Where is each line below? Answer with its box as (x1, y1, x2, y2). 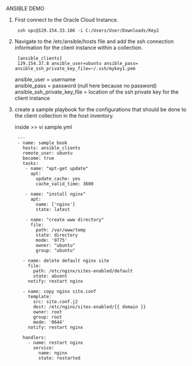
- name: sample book (17, 140, 67, 146)
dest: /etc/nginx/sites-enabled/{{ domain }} (33, 304, 146, 310)
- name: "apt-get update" (25, 166, 89, 172)
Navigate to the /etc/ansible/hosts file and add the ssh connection (14, 38, 174, 45)
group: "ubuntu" (36, 248, 76, 254)
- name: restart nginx (28, 340, 83, 346)
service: (33, 345, 54, 351)
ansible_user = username (14, 76, 76, 83)
